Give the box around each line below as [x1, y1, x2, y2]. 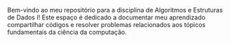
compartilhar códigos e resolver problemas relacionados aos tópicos [7, 21, 206, 28]
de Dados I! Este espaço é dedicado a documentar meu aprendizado [7, 13, 205, 21]
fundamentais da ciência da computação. [7, 28, 128, 36]
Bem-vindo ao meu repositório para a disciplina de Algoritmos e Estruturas [7, 6, 223, 14]
